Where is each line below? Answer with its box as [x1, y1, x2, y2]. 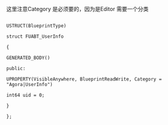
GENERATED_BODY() [6, 55, 51, 61]
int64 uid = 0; [6, 92, 45, 98]
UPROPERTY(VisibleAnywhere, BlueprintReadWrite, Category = [6, 76, 163, 82]
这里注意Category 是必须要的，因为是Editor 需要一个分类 [6, 5, 149, 12]
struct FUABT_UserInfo [6, 34, 64, 40]
